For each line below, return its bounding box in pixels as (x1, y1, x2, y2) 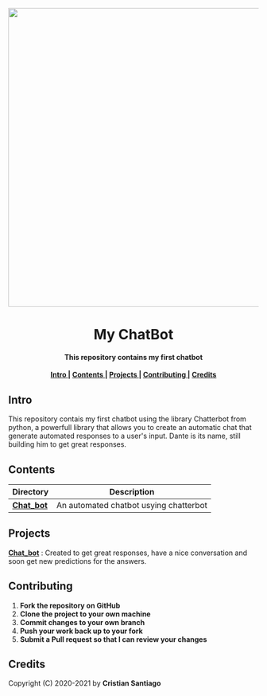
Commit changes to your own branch (19, 617, 145, 627)
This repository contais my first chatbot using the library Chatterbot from (8, 414, 246, 424)
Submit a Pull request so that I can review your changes (19, 634, 207, 644)
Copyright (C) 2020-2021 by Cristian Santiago (8, 678, 161, 688)
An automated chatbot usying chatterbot (56, 500, 208, 511)
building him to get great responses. (8, 440, 127, 449)
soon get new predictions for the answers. (8, 556, 147, 565)
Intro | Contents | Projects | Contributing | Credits (50, 370, 217, 380)
